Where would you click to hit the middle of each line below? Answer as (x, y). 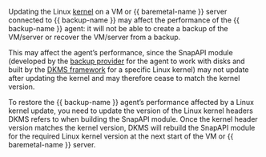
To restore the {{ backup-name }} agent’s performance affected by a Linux (131, 102)
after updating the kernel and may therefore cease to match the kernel (124, 78)
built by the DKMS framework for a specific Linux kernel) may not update (129, 70)
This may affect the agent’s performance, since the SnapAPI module (121, 52)
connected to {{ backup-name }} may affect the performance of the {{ (124, 20)
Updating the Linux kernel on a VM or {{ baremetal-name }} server (118, 12)
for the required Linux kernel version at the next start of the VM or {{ (121, 136)
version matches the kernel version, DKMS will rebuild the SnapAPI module (132, 128)
